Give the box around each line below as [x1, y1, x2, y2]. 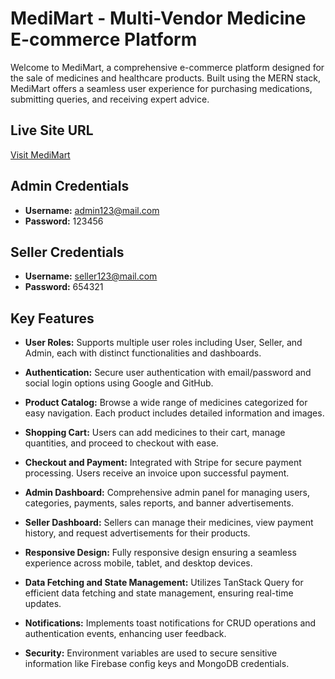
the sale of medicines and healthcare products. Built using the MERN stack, [10, 72, 322, 84]
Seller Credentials [10, 243, 125, 261]
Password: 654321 [24, 281, 104, 293]
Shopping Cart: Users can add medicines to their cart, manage [24, 427, 286, 439]
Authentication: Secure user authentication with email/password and [24, 367, 312, 379]
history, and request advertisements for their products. [24, 527, 251, 539]
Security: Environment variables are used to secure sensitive [24, 647, 278, 659]
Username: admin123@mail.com [24, 204, 160, 216]
